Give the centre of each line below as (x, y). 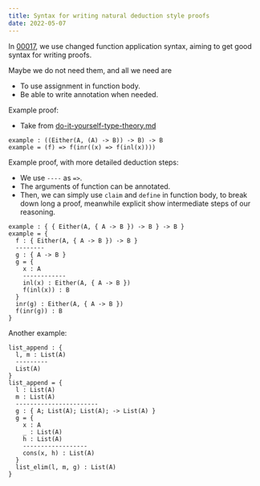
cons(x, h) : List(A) (59, 453)
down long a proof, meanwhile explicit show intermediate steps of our (135, 203)
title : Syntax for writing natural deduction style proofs (109, 16)
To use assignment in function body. (80, 86)
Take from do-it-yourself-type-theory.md (88, 125)
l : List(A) (36, 390)
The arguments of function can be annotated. (95, 186)
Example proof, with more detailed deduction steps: (93, 162)
